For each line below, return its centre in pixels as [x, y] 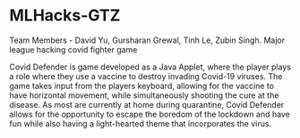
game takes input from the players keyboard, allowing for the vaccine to [142, 85]
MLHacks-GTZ [65, 16]
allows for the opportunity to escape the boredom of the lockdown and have [150, 114]
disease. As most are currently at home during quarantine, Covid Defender [147, 104]
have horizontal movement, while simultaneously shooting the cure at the [144, 95]
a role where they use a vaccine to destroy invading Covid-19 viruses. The [146, 76]
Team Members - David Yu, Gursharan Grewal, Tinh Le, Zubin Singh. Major [147, 40]
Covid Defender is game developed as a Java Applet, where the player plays [150, 67]
